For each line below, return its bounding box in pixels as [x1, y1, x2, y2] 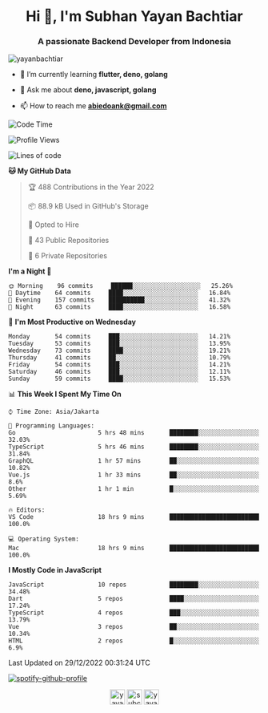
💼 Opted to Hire [27, 220, 80, 229]
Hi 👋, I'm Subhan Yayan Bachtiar [26, 7, 243, 26]
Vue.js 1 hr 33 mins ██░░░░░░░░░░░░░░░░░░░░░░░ [8, 471, 260, 480]
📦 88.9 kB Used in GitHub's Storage [27, 201, 150, 211]
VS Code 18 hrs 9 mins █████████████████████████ [8, 513, 260, 521]
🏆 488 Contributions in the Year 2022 [27, 182, 154, 192]
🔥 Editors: [8, 506, 46, 514]
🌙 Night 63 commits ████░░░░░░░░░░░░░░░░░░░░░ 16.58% [8, 303, 230, 311]
